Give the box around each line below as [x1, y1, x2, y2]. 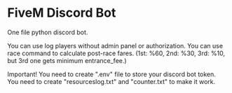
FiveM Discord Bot [7, 5, 116, 21]
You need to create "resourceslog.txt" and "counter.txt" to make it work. [7, 77, 216, 85]
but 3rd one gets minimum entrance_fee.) [7, 56, 128, 64]
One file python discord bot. [7, 28, 88, 36]
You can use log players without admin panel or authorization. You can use [7, 41, 223, 50]
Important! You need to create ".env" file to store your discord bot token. [7, 70, 216, 78]
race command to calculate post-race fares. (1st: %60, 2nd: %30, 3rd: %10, [7, 49, 226, 57]
